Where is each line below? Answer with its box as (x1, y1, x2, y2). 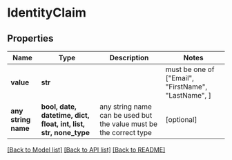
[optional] (165, 115, 197, 124)
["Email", (165, 73, 195, 82)
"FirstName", (165, 82, 208, 91)
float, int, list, (41, 119, 85, 129)
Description (109, 53, 149, 62)
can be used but (99, 111, 153, 120)
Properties (7, 33, 54, 44)
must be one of (165, 64, 215, 74)
